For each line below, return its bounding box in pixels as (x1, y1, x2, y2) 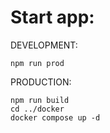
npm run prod (10, 58, 65, 68)
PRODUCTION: (10, 76, 72, 88)
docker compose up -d (10, 112, 101, 123)
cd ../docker (10, 104, 65, 114)
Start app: (10, 6, 95, 29)
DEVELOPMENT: (10, 39, 78, 51)
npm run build (10, 95, 70, 105)
